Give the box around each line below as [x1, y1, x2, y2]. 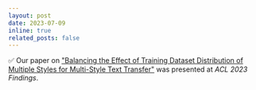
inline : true [8, 26, 52, 34]
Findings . [8, 73, 39, 83]
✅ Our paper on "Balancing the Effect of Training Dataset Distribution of [8, 56, 244, 65]
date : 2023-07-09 [8, 19, 66, 27]
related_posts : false [8, 33, 80, 42]
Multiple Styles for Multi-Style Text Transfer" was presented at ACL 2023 [8, 65, 248, 74]
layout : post [8, 11, 52, 20]
